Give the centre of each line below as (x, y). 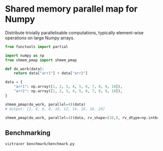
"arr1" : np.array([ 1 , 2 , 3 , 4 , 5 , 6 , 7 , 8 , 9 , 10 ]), (68, 87)
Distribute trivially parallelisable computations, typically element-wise (74, 33)
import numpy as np (25, 55)
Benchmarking (28, 133)
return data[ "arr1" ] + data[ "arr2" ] (51, 73)
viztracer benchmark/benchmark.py (40, 144)
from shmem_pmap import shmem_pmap (41, 60)
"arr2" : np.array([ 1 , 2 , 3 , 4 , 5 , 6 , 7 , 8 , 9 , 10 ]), (68, 91)
